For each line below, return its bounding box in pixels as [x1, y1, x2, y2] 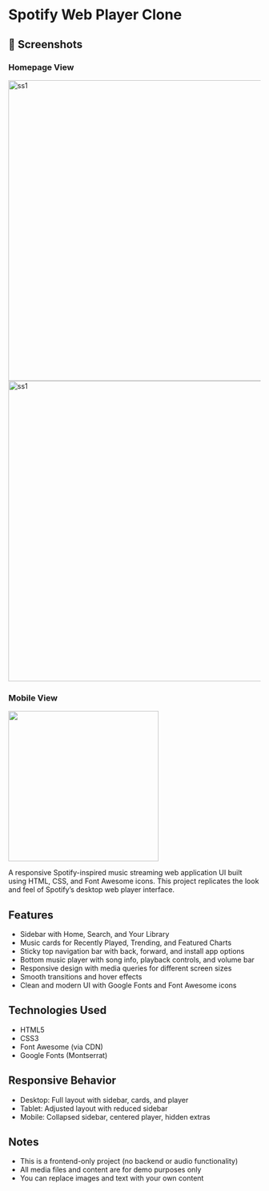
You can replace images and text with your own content [19, 1173, 204, 1183]
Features [8, 908, 54, 922]
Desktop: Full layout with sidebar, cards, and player [19, 1095, 189, 1104]
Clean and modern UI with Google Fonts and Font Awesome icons [19, 980, 237, 990]
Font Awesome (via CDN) [19, 1042, 104, 1052]
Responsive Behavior [8, 1074, 117, 1088]
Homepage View [8, 62, 74, 73]
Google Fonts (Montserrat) [19, 1050, 108, 1060]
